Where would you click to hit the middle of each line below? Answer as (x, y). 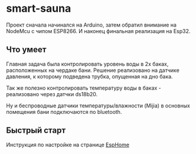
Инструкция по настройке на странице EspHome (68, 145)
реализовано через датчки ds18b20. (52, 94)
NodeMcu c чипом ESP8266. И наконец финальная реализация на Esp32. (98, 31)
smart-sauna (39, 9)
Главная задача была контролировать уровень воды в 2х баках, (87, 64)
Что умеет (26, 50)
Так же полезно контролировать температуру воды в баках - (84, 88)
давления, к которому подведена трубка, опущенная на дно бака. (89, 76)
